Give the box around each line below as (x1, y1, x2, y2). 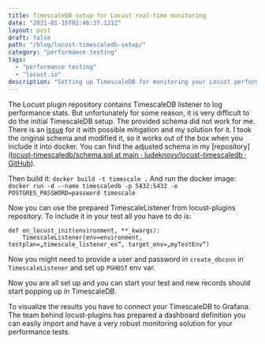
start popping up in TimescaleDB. (8, 286, 117, 296)
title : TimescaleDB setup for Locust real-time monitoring (8, 11, 207, 20)
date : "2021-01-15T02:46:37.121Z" (8, 19, 122, 27)
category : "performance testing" (8, 48, 118, 56)
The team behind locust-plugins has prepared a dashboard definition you (8, 310, 246, 319)
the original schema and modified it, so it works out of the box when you (8, 133, 243, 142)
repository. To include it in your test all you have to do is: (8, 211, 192, 221)
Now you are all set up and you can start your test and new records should (8, 278, 251, 287)
